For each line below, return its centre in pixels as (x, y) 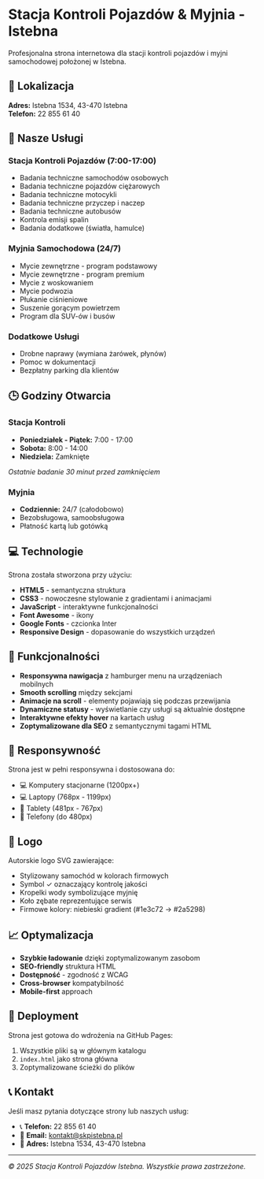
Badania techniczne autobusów (70, 211)
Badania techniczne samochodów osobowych (94, 178)
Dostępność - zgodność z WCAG (74, 975)
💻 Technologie (46, 552)
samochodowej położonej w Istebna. (68, 61)
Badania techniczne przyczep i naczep (82, 203)
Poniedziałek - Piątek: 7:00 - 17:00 (76, 440)
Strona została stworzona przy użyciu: (70, 575)
